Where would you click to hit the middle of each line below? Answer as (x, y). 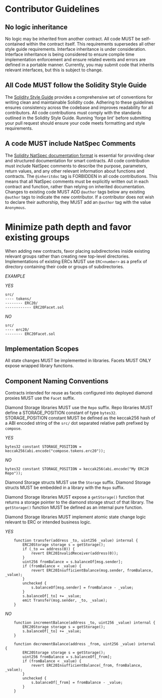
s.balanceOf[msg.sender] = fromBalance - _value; (82, 588)
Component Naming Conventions (57, 381)
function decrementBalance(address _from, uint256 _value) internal (85, 644)
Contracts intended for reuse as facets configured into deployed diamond (79, 393)
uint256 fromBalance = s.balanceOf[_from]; (67, 657)
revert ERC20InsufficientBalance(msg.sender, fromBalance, (92, 570)
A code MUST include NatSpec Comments (71, 143)
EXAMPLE (15, 276)
